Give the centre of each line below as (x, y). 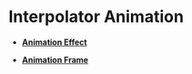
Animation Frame (55, 59)
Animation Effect (54, 42)
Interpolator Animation (96, 17)
